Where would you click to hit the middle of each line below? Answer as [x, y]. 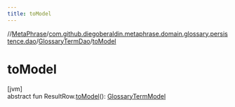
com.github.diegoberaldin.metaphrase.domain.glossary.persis [138, 34]
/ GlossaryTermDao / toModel [76, 41]
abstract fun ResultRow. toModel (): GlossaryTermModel [87, 96]
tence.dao [22, 41]
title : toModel [29, 14]
